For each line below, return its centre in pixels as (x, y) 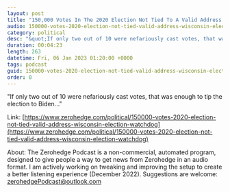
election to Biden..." (35, 104)
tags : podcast (27, 64)
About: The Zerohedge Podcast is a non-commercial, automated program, (112, 152)
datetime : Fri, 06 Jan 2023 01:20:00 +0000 (70, 58)
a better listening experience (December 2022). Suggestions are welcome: (112, 174)
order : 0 (20, 77)
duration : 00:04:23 (35, 45)
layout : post (26, 13)
